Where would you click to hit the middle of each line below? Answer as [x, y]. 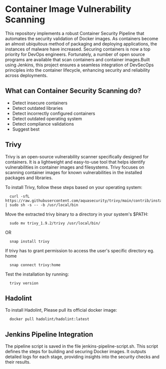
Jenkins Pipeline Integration [49, 334]
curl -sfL [20, 196]
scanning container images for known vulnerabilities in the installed [74, 172]
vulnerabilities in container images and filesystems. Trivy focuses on [75, 167]
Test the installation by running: [37, 274]
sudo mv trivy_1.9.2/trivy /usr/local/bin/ [55, 223]
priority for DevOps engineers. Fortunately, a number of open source [75, 54]
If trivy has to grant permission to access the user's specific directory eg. [80, 250]
